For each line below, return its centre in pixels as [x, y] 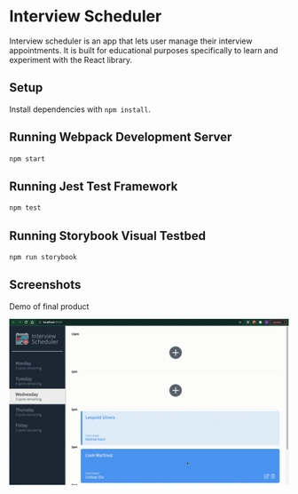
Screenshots [45, 285]
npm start [27, 159]
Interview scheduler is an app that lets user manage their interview [131, 41]
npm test [25, 208]
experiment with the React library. [71, 60]
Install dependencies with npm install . [80, 109]
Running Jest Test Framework [94, 186]
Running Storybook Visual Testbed [108, 236]
